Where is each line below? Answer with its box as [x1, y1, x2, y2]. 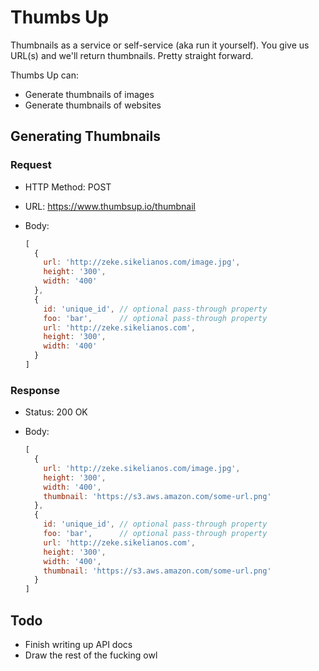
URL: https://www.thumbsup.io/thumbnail [24, 200, 196, 212]
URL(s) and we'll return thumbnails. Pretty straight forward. [10, 49, 254, 61]
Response [10, 383, 60, 397]
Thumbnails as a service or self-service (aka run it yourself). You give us [10, 39, 310, 51]
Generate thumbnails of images [24, 88, 155, 100]
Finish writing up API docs [24, 638, 133, 650]
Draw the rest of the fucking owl [24, 649, 158, 661]
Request [10, 158, 52, 172]
